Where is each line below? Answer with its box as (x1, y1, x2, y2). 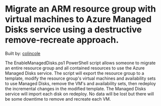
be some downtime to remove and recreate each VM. (5, 96, 111, 102)
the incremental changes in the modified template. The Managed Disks (5, 86, 146, 91)
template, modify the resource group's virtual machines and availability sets (5, 75, 156, 81)
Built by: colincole (5, 50, 41, 56)
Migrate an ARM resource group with (5, 3, 156, 15)
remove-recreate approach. (5, 35, 119, 46)
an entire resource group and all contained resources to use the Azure (5, 65, 145, 71)
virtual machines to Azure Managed (5, 14, 152, 25)
